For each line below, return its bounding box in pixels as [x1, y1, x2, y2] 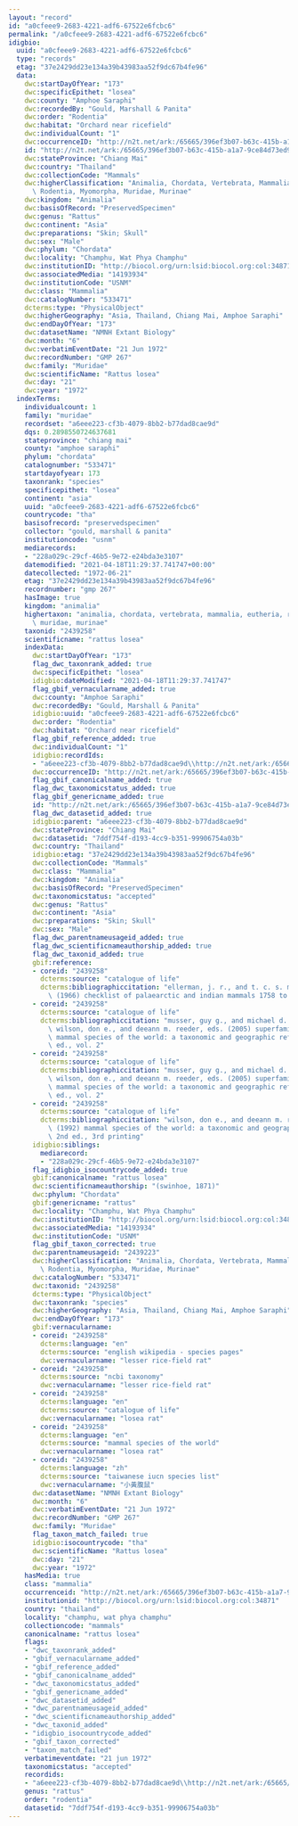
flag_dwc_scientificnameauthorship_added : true [31, 942, 213, 950]
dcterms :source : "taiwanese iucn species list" [40, 1472, 220, 1481]
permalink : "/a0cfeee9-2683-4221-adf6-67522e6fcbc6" [8, 29, 208, 38]
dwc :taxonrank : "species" [31, 1298, 128, 1307]
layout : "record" [8, 12, 73, 22]
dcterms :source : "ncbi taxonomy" [40, 1372, 165, 1382]
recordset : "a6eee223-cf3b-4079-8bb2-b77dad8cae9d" [24, 419, 220, 428]
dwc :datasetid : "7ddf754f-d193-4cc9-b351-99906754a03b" [31, 834, 244, 843]
